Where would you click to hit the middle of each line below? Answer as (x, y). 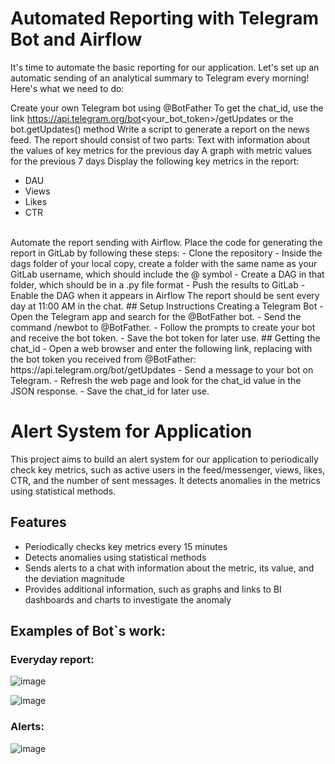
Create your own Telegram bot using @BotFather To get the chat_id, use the (167, 108)
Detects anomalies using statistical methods (115, 557)
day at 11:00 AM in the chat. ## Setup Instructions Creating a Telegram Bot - (167, 306)
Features (38, 522)
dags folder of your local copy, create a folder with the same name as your (164, 263)
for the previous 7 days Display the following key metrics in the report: (155, 161)
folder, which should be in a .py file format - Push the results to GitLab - (158, 284)
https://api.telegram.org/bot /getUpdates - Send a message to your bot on (162, 369)
